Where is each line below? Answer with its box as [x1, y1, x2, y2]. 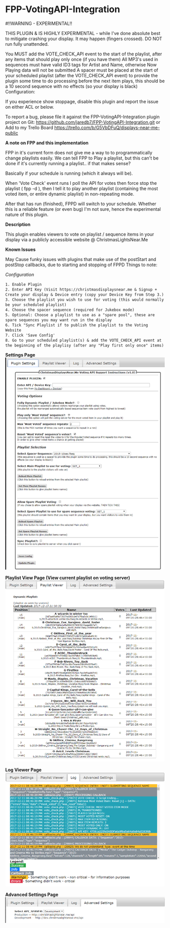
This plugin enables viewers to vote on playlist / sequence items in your [5, 231, 154, 237]
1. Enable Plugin [5, 282, 42, 287]
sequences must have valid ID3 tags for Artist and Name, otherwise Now [5, 61, 157, 68]
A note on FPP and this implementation [5, 140, 89, 146]
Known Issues [5, 246, 36, 252]
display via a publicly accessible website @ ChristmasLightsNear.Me [5, 236, 148, 242]
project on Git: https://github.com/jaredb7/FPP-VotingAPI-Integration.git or [5, 119, 160, 125]
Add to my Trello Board [5, 124, 54, 131]
